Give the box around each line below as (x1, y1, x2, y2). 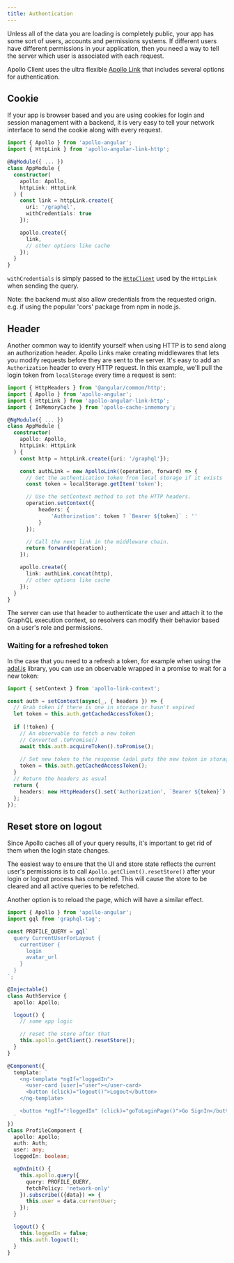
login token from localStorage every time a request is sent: (7, 371, 176, 379)
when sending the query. (7, 281, 79, 290)
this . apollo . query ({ (19, 1172, 79, 1179)
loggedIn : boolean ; (13, 1153, 70, 1160)
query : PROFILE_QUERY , (25, 1178, 92, 1185)
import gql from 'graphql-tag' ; (7, 915, 101, 923)
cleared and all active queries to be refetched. (7, 882, 139, 890)
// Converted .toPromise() (19, 736, 98, 743)
